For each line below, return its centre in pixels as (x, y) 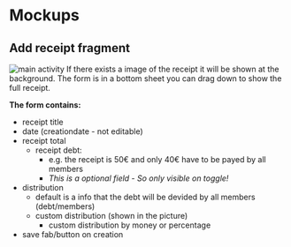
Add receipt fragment (70, 48)
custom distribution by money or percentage (130, 225)
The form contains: (45, 105)
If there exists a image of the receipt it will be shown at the (172, 69)
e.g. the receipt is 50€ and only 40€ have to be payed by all (157, 159)
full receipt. (30, 88)
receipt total (44, 141)
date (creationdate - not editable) (82, 131)
